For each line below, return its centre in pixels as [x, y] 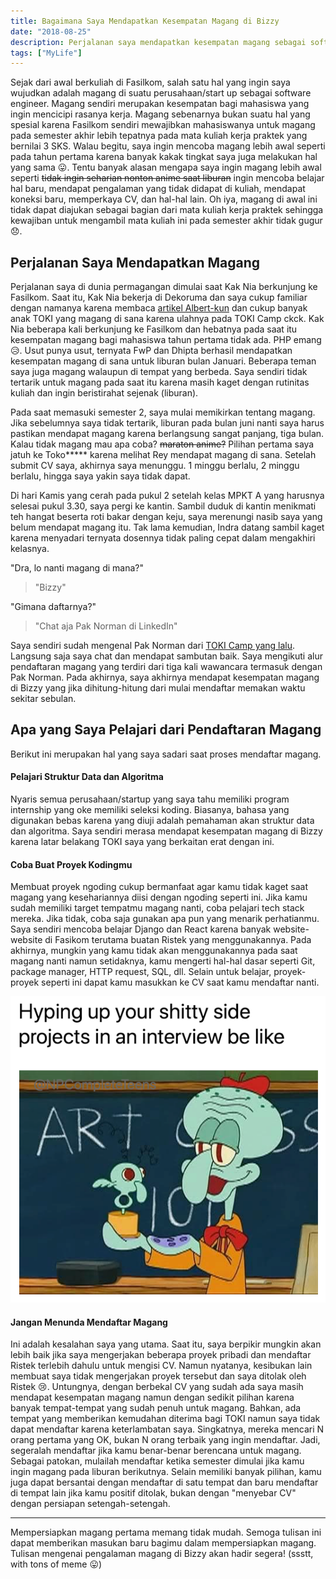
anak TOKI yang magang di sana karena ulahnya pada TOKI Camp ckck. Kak [167, 319]
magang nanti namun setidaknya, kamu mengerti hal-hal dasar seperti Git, [163, 961]
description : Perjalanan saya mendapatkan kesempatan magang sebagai [158, 42]
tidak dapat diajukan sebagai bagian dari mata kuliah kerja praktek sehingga [167, 210]
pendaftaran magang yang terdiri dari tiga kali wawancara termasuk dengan [166, 667]
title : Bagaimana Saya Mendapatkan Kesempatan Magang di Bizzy [145, 21]
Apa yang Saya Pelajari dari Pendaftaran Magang [166, 730]
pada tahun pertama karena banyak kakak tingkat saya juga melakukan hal [164, 157]
